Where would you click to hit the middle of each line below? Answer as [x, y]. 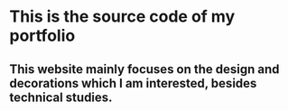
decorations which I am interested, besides [133, 83]
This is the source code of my [122, 17]
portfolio [42, 36]
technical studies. [61, 97]
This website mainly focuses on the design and [144, 69]
